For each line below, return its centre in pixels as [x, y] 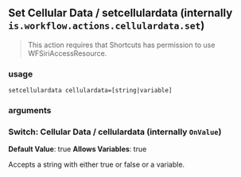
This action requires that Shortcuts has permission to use [121, 45]
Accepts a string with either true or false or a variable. [97, 165]
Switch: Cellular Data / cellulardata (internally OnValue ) [115, 132]
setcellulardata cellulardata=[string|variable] [90, 91]
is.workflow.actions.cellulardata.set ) [107, 26]
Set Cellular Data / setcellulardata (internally [120, 13]
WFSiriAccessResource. [67, 53]
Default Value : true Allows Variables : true [78, 149]
